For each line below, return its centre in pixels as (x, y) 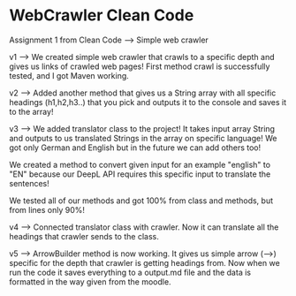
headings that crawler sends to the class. (84, 236)
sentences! (30, 183)
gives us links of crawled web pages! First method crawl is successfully (140, 66)
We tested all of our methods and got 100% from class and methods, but (141, 201)
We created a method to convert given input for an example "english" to (140, 164)
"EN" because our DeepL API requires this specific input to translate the (140, 174)
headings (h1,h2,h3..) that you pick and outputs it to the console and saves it (148, 102)
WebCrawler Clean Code (102, 15)
